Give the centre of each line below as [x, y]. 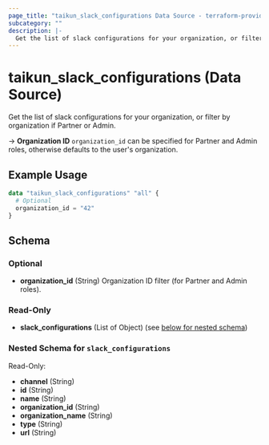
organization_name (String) [66, 415]
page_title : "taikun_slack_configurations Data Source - [105, 16]
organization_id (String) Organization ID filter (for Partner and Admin [134, 281]
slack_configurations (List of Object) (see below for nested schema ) [134, 328]
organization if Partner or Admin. [62, 126]
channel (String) [47, 381]
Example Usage [48, 174]
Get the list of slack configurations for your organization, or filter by [119, 117]
